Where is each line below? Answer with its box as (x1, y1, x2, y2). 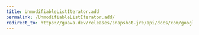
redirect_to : (6, 20, 38, 26)
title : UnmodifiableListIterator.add (6, 8, 99, 15)
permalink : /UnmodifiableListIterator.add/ (6, 14, 115, 20)
